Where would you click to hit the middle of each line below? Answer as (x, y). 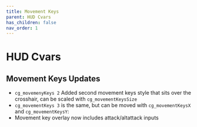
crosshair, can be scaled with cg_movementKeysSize (76, 99)
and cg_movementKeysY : (42, 112)
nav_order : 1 (22, 28)
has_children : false (31, 22)
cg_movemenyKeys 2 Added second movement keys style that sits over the (103, 93)
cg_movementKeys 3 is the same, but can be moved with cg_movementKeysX (103, 105)
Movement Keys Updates (53, 78)
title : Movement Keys (33, 11)
